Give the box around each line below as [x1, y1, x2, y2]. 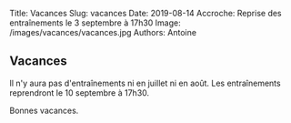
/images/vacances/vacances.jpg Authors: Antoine [9, 27, 197, 37]
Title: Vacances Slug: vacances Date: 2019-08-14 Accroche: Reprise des [9, 8, 282, 18]
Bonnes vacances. [9, 105, 79, 116]
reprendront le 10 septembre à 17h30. [9, 87, 150, 98]
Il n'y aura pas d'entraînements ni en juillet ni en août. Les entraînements [9, 77, 281, 88]
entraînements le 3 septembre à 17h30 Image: [9, 17, 181, 28]
